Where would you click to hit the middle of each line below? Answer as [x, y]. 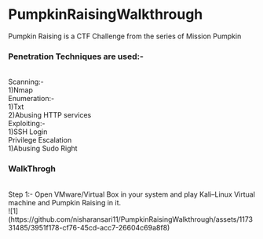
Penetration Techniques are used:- [76, 56]
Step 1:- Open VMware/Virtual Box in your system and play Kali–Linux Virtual [131, 194]
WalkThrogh [32, 168]
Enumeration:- [31, 99]
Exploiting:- [27, 124]
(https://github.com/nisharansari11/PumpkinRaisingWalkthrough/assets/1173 [131, 219]
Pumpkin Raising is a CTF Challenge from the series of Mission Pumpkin [125, 36]
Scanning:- [26, 82]
